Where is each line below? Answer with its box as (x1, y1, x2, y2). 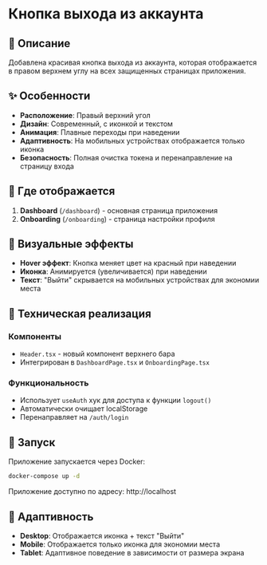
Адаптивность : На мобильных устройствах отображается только (19, 136, 245, 145)
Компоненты (8, 330, 62, 342)
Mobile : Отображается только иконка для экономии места (19, 539, 221, 549)
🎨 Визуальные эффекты (8, 237, 134, 251)
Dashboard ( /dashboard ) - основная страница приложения (19, 205, 218, 215)
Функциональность (8, 377, 89, 389)
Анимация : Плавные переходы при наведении (19, 127, 180, 136)
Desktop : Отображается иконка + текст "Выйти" (19, 531, 185, 540)
